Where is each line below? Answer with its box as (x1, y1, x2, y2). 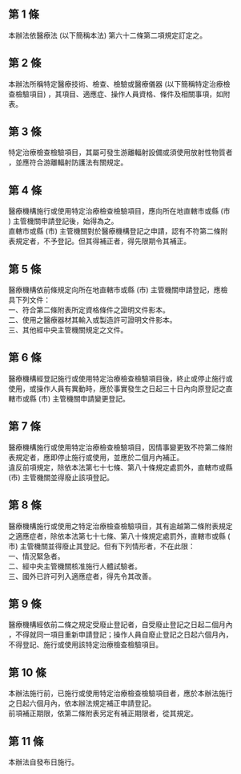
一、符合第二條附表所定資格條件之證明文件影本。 (8, 305, 170, 315)
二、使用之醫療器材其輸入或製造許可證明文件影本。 (8, 316, 177, 325)
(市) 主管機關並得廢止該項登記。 (8, 472, 114, 482)
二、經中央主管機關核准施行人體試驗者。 (8, 561, 142, 571)
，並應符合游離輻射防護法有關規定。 (8, 157, 128, 167)
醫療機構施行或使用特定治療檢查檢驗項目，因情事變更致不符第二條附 (8, 442, 233, 452)
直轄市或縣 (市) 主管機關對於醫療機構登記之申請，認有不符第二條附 (8, 226, 228, 236)
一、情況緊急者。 (8, 551, 65, 560)
